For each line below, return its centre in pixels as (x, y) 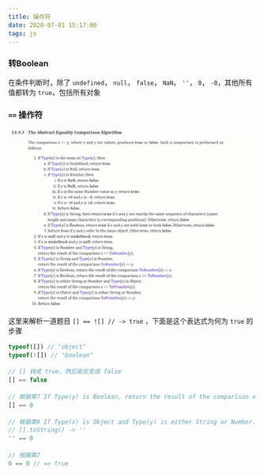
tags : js (23, 33)
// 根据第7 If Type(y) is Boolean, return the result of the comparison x (132, 397)
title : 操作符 (30, 17)
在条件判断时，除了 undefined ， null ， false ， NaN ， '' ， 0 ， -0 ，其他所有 (130, 82)
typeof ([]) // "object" (47, 347)
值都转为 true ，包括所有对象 (55, 92)
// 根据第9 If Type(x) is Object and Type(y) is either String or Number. (132, 422)
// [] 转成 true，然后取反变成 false (65, 372)
